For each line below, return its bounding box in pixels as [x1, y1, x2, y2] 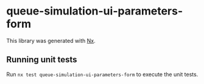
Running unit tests [6, 54, 77, 65]
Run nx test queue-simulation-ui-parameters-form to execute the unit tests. [6, 71, 199, 78]
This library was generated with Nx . [6, 37, 96, 44]
